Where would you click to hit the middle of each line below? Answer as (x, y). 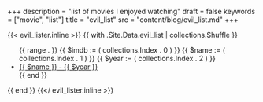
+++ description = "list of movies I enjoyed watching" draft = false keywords (131, 11)
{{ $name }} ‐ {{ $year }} (58, 67)
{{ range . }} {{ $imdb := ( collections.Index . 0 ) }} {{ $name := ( (122, 50)
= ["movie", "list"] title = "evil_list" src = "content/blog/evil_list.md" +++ (123, 20)
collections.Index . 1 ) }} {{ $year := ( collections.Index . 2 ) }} (117, 58)
